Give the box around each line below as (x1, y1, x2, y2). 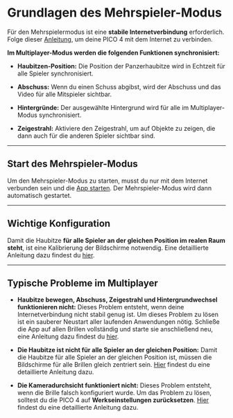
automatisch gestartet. (7, 191, 72, 199)
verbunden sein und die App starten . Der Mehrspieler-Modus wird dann (7, 183, 212, 192)
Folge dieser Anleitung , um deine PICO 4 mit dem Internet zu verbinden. (7, 35, 213, 43)
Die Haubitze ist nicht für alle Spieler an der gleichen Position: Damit (17, 346, 218, 354)
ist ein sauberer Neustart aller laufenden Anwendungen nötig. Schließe (17, 318, 220, 326)
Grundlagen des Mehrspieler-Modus (7, 5, 222, 21)
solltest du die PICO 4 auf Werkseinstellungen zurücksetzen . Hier (17, 396, 209, 404)
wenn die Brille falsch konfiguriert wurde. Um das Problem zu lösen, (17, 389, 212, 397)
